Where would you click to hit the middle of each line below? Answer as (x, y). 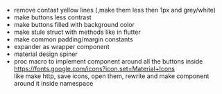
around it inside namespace (53, 83)
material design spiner (45, 54)
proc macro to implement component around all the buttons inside (108, 61)
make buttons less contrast (52, 17)
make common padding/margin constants (73, 39)
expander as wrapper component (61, 47)
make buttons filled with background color (74, 25)
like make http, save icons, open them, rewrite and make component (111, 76)
